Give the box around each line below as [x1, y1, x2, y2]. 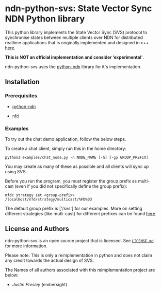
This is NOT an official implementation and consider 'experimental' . [5, 54, 144, 60]
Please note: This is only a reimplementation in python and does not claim [5, 252, 153, 258]
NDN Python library [5, 13, 85, 24]
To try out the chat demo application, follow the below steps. [5, 136, 126, 142]
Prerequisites [5, 92, 37, 99]
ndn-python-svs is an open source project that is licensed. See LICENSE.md [5, 237, 154, 243]
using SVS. [5, 168, 27, 174]
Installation [5, 78, 40, 86]
